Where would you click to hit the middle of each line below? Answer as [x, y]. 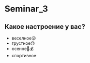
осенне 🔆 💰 [22, 49]
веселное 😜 [24, 38]
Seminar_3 [26, 9]
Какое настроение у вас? [45, 27]
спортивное [24, 56]
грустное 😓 [23, 43]
